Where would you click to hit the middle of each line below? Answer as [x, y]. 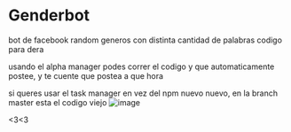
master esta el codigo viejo [58, 102]
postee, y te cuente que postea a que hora [86, 75]
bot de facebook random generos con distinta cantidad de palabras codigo [145, 40]
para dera [26, 49]
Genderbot [49, 16]
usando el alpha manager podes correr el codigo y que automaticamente [142, 66]
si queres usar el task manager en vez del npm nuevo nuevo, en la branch [143, 93]
